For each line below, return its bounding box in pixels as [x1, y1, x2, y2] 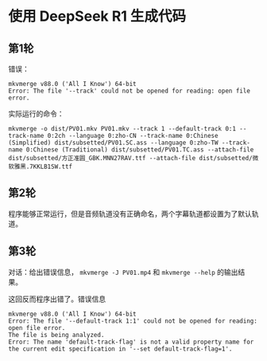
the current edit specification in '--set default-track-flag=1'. [8, 344, 233, 353]
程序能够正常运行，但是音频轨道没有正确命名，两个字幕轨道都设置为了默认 [8, 209, 252, 218]
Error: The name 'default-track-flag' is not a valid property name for [8, 338, 254, 346]
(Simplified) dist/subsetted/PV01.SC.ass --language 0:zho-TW [8, 139, 219, 147]
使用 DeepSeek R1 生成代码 [8, 7, 187, 26]
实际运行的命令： [8, 109, 64, 118]
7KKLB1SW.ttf [29, 163, 73, 171]
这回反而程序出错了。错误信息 [8, 294, 106, 304]
